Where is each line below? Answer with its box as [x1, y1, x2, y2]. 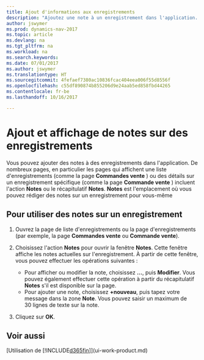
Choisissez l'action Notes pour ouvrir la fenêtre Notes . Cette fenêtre [15, 244, 188, 251]
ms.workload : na [6, 49, 48, 55]
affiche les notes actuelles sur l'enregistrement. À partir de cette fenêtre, [15, 250, 199, 257]
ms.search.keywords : [6, 54, 59, 61]
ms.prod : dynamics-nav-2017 [6, 26, 78, 32]
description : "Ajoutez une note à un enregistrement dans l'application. [6, 15, 199, 21]
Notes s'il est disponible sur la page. [24, 282, 117, 289]
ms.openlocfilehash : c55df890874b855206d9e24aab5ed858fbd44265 [6, 83, 171, 89]
